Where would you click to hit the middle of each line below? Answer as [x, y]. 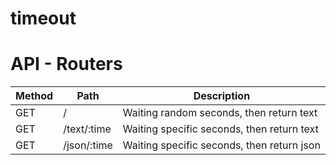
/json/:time [88, 145]
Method [34, 96]
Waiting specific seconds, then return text [220, 129]
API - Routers [66, 64]
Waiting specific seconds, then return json [221, 145]
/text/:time [87, 129]
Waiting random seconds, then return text [220, 113]
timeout [43, 18]
